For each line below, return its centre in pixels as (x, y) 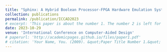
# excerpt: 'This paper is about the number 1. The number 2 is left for (83, 24)
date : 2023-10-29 (23, 28)
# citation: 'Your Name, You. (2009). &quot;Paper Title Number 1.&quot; (83, 42)
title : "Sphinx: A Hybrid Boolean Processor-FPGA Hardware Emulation (79, 10)
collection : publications (32, 14)
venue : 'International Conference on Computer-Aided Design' (70, 33)
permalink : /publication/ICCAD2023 (42, 19)
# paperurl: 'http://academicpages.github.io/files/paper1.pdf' (73, 38)
